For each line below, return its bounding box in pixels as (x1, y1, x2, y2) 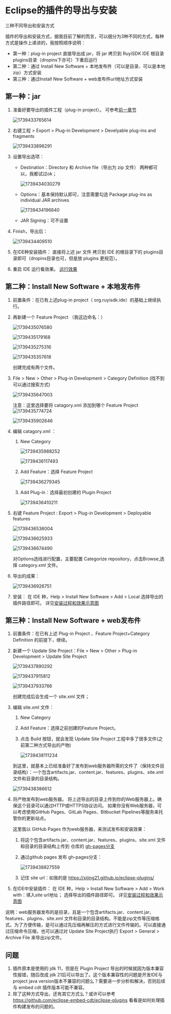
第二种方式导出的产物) (24, 742, 71, 748)
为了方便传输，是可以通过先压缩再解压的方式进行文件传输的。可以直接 (14, 922, 161, 928)
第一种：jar (5, 92, 41, 101)
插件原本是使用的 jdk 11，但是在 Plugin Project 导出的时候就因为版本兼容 (12, 965, 164, 972)
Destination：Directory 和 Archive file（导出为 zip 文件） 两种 (20, 164, 149, 170)
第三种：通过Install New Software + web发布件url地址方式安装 (12, 76, 143, 82)
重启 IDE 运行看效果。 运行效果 (12, 266, 77, 272)
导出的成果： (12, 573, 40, 579)
